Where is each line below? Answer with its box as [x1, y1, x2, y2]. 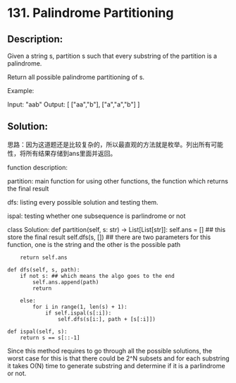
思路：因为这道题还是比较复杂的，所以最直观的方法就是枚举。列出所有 [7, 140, 211, 149]
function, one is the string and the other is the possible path [7, 240, 181, 248]
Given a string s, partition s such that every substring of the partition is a [7, 51, 217, 60]
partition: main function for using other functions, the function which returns [7, 176, 229, 185]
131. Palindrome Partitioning [7, 5, 174, 21]
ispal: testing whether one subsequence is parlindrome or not [7, 212, 186, 220]
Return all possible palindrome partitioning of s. [7, 73, 145, 81]
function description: [7, 163, 68, 171]
